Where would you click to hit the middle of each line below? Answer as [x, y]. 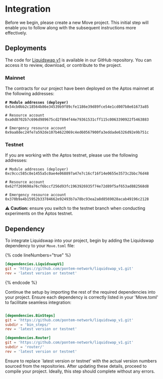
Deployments [26, 48]
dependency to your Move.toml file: [40, 246]
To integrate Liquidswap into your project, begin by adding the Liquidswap [80, 240]
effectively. [16, 33]
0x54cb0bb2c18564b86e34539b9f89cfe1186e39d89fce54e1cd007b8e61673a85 [77, 107]
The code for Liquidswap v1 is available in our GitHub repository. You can [78, 60]
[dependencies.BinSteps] [30, 316]
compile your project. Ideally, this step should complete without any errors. [80, 371]
